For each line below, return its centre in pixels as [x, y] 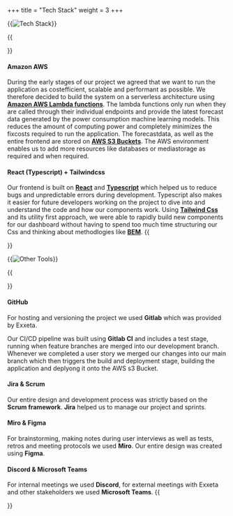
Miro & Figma [27, 423]
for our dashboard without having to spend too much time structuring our [112, 225]
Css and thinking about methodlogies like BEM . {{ [78, 232]
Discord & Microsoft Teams [47, 469]
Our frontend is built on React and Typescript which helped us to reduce [112, 188]
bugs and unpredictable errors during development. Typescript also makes [115, 195]
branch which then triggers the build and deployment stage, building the [111, 361]
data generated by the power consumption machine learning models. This [113, 119]
